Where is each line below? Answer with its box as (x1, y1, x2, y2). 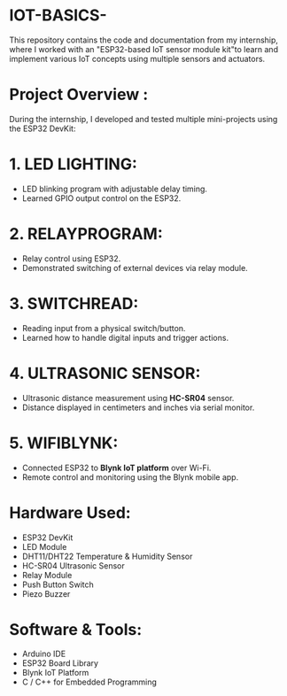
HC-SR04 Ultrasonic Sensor (21, 560, 126, 571)
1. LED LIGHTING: (9, 154, 137, 174)
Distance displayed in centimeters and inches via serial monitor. (21, 402, 255, 413)
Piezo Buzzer (21, 588, 71, 599)
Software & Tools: (9, 619, 143, 639)
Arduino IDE (21, 648, 66, 660)
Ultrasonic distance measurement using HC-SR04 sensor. (21, 392, 235, 403)
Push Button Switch (21, 579, 95, 590)
